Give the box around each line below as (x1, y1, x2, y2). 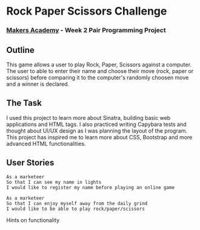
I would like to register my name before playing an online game (6, 184, 175, 190)
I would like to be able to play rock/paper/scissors (6, 206, 145, 212)
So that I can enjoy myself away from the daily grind (6, 200, 148, 206)
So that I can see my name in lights (6, 179, 102, 185)
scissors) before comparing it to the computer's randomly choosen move (6, 74, 189, 81)
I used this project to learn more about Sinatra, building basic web (6, 114, 171, 121)
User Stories (6, 158, 55, 168)
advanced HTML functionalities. (6, 140, 86, 147)
